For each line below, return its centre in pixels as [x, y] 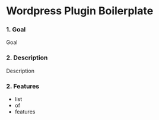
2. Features [23, 86]
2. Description [27, 58]
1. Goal [16, 30]
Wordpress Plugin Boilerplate [80, 11]
